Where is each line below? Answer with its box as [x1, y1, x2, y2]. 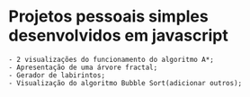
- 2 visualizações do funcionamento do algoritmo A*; [8, 55, 215, 64]
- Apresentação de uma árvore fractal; [8, 63, 158, 72]
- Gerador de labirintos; [8, 70, 105, 80]
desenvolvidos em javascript [8, 25, 228, 46]
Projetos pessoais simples [8, 6, 209, 27]
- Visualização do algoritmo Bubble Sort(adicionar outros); [8, 78, 243, 87]
